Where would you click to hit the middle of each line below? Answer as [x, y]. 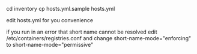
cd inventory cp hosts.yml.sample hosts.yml [61, 9]
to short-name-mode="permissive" [50, 45]
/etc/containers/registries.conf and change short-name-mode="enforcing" [99, 38]
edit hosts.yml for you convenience [50, 20]
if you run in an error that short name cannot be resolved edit [82, 32]
